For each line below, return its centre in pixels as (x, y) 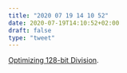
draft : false (30, 30)
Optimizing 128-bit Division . (54, 60)
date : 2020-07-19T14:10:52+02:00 (64, 23)
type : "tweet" (32, 38)
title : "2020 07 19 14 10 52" (59, 15)
